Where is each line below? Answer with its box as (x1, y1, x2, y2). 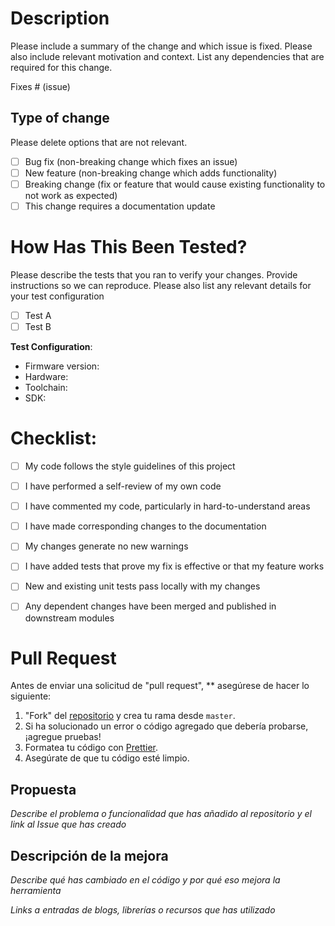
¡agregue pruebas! (24, 731, 102, 743)
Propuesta (10, 781, 77, 798)
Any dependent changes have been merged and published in (24, 600, 277, 612)
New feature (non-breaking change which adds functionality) (24, 167, 278, 179)
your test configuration (10, 290, 105, 302)
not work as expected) (24, 189, 118, 201)
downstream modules (24, 612, 115, 624)
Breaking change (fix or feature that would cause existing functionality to (24, 178, 326, 190)
